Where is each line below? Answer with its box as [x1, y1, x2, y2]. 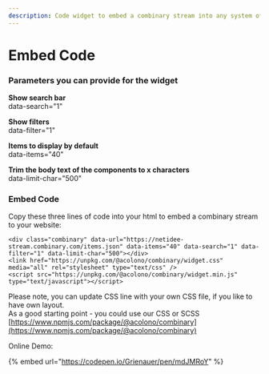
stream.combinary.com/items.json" [8, 243, 124, 251]
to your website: [8, 220, 62, 230]
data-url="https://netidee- [90, 235, 184, 244]
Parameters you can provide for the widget [8, 74, 179, 86]
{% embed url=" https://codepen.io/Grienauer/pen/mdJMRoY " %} [8, 357, 224, 367]
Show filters [8, 117, 50, 127]
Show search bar [8, 93, 66, 103]
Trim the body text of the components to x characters [8, 165, 190, 175]
